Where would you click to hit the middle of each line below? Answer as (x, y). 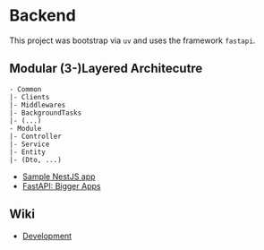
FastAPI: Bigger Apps (61, 185)
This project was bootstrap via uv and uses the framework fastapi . (132, 40)
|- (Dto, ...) (36, 159)
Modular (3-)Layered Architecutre (106, 69)
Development (47, 236)
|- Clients (30, 97)
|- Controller (36, 136)
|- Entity (28, 152)
